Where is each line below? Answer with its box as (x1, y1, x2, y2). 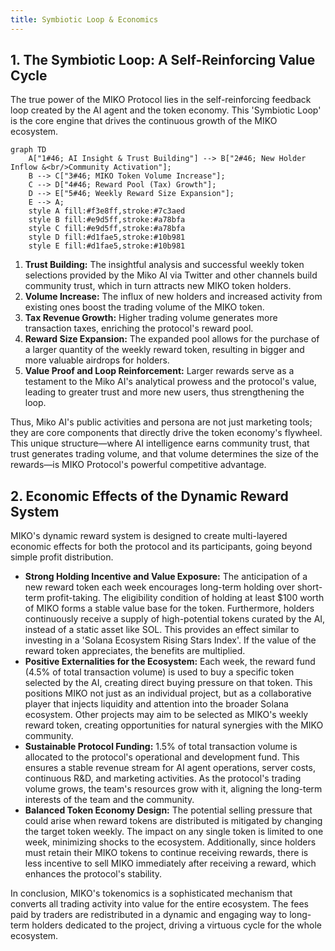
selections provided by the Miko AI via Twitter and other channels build (24, 269, 318, 281)
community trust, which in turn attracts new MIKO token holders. (24, 280, 292, 292)
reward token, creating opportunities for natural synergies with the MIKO (24, 719, 324, 731)
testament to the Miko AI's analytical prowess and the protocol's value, (24, 376, 317, 388)
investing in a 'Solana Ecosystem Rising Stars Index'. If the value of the (24, 634, 317, 646)
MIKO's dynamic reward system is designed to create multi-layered (10, 530, 288, 542)
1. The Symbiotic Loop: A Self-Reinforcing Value (10, 52, 316, 69)
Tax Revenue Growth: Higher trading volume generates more (24, 312, 278, 324)
